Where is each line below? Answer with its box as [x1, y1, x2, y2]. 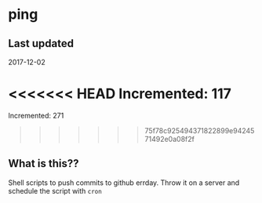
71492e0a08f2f [144, 134, 195, 143]
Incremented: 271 [8, 111, 64, 120]
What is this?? [8, 157, 79, 170]
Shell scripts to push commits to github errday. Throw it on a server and [8, 178, 240, 187]
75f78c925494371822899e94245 [144, 125, 255, 135]
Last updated [8, 37, 75, 50]
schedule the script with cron [8, 186, 102, 195]
